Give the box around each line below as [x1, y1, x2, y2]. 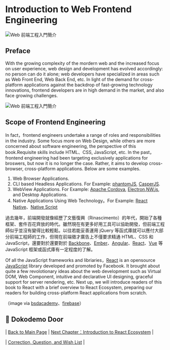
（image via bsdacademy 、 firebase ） [5, 300, 84, 306]
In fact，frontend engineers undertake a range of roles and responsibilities [5, 132, 161, 138]
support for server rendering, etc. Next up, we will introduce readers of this [5, 279, 162, 285]
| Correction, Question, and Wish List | [5, 339, 85, 345]
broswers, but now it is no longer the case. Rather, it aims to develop [5, 160, 148, 166]
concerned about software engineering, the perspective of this [5, 143, 137, 149]
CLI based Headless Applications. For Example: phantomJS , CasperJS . [12, 181, 160, 187]
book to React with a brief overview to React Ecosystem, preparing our [5, 284, 153, 290]
